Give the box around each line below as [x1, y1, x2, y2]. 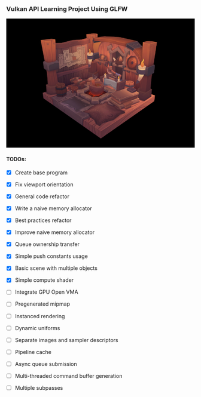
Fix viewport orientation [14, 181, 74, 188]
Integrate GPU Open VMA [14, 288, 79, 296]
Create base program [14, 169, 68, 176]
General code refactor [14, 193, 70, 200]
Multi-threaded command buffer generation [14, 372, 123, 379]
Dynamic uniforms [14, 324, 60, 331]
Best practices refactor [14, 217, 72, 224]
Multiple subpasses [14, 384, 63, 391]
